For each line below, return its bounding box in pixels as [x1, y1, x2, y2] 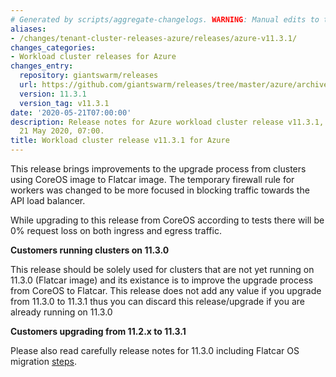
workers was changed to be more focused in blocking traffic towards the [10, 184, 310, 196]
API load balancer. [10, 195, 86, 206]
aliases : [10, 24, 47, 34]
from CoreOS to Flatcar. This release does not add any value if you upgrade [10, 285, 322, 296]
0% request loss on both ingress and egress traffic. [10, 225, 222, 236]
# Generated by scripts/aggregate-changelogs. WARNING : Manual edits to [10, 14, 320, 25]
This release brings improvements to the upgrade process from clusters [10, 163, 307, 175]
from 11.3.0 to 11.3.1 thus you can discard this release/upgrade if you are [10, 296, 305, 307]
